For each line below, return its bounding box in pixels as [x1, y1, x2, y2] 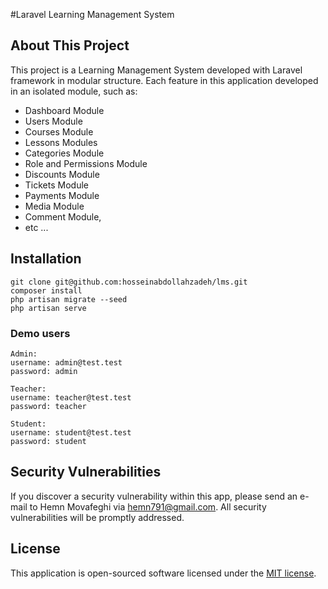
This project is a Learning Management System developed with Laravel [10, 64, 303, 76]
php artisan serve [10, 303, 87, 313]
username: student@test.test [10, 427, 132, 438]
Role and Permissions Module [24, 157, 148, 169]
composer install [10, 285, 83, 296]
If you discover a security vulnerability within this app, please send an [10, 490, 298, 502]
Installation [10, 250, 82, 268]
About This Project [10, 37, 130, 54]
